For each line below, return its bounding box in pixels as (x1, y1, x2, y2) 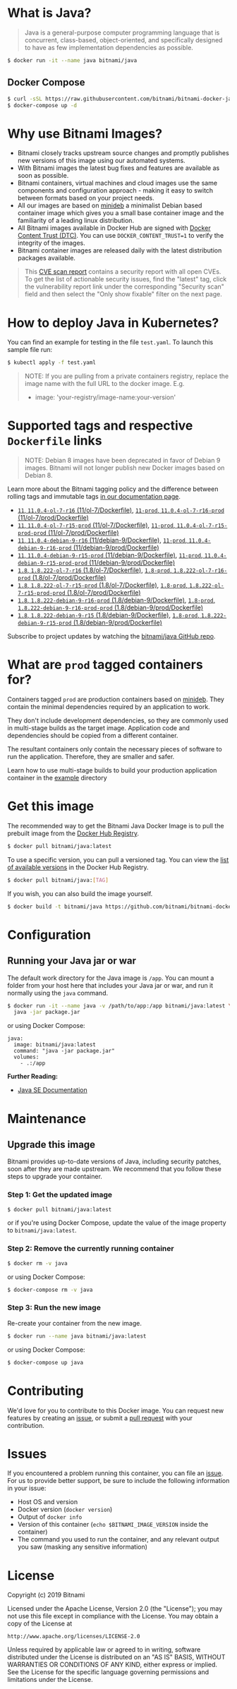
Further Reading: (7, 1072, 59, 1081)
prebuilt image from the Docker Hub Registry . (7, 829, 140, 837)
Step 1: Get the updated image (7, 1190, 113, 1200)
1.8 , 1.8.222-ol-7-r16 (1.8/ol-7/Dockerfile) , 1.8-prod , (17, 566, 172, 574)
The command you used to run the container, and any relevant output (17, 1535, 220, 1544)
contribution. (7, 1421, 44, 1429)
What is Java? (7, 5, 92, 21)
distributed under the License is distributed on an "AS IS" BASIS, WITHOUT (7, 1653, 226, 1661)
